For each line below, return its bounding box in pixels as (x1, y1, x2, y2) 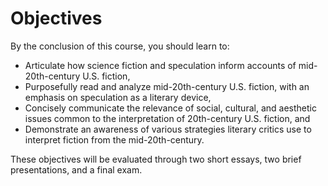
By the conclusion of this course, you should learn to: (10, 40, 230, 52)
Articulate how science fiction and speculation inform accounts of (24, 59, 297, 71)
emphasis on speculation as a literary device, (24, 91, 212, 103)
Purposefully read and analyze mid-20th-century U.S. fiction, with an (24, 80, 310, 92)
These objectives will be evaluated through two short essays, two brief (10, 153, 302, 165)
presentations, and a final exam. (10, 163, 143, 176)
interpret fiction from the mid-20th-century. (24, 133, 205, 146)
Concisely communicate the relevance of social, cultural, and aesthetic (24, 102, 317, 114)
